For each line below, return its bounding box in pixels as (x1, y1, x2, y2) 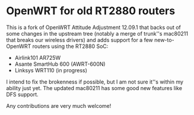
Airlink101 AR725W (14, 54, 61, 61)
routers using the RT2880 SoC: (32, 43, 109, 50)
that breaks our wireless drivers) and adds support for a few (6, 36, 153, 43)
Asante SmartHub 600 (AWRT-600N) (14, 60, 106, 68)
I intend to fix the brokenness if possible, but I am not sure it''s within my (6, 78, 184, 85)
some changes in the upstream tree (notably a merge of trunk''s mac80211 (6, 30, 189, 37)
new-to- (154, 36, 174, 43)
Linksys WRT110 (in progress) (14, 66, 88, 74)
